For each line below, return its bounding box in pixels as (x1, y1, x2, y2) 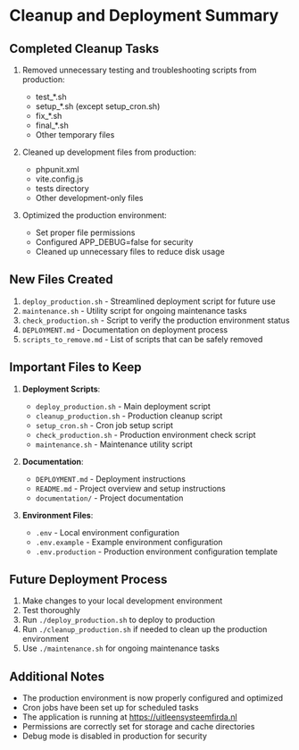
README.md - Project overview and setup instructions (35, 483, 226, 493)
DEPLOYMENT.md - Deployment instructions (35, 473, 186, 484)
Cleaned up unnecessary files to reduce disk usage (35, 247, 225, 257)
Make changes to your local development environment (21, 595, 223, 606)
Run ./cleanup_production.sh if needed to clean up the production (21, 624, 268, 635)
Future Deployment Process (9, 572, 168, 587)
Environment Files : (21, 510, 94, 520)
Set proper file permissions (35, 227, 136, 238)
